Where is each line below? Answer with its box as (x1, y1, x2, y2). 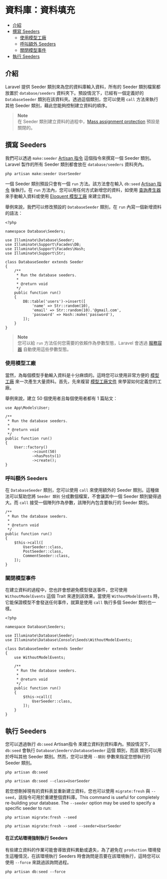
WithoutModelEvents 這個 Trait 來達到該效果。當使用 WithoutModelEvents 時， (5, 593, 162, 599)
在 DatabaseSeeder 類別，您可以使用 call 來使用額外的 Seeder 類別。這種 (5, 487, 155, 493)
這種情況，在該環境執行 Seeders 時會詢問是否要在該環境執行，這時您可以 (9, 853, 161, 859)
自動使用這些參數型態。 (23, 346, 71, 352)
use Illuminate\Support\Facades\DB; (5, 242, 81, 247)
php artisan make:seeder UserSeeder (5, 171, 81, 176)
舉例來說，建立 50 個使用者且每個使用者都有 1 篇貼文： (5, 395, 118, 401)
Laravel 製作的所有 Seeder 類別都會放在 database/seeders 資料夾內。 (5, 161, 147, 167)
